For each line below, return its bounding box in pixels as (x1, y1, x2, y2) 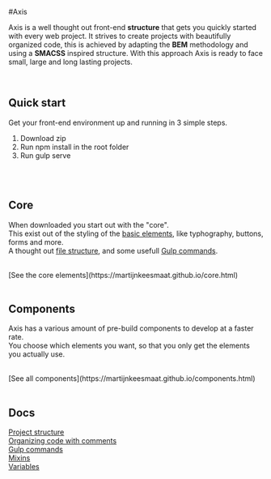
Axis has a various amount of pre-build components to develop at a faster (8, 323, 254, 333)
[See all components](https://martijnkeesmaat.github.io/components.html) (8, 374, 256, 383)
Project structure (8, 427, 65, 437)
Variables (8, 462, 40, 472)
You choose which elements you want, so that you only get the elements (8, 340, 251, 351)
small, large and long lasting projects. (8, 57, 133, 66)
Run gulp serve (19, 150, 71, 160)
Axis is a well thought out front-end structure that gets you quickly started (8, 23, 257, 32)
